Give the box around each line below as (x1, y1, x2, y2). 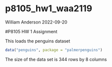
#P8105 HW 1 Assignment (5, 28, 58, 34)
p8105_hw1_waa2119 (5, 3, 92, 14)
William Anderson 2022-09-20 (5, 19, 68, 25)
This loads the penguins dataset (5, 38, 71, 44)
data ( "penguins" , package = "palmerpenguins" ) (5, 47, 103, 52)
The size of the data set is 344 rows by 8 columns (5, 56, 107, 62)
